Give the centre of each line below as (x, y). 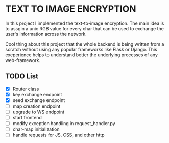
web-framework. (23, 60)
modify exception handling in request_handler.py (64, 124)
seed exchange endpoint (39, 100)
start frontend (27, 118)
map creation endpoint (37, 106)
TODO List (22, 77)
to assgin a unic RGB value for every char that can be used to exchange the (85, 28)
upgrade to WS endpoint (39, 112)
